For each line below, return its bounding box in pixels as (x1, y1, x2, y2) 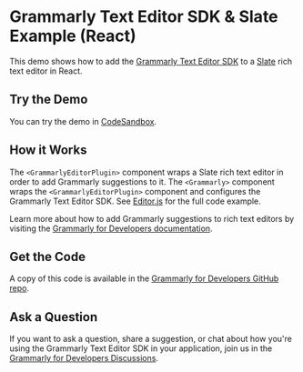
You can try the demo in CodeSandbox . (9, 116, 157, 126)
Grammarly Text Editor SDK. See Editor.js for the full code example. (9, 196, 261, 206)
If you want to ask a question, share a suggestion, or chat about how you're (9, 334, 293, 345)
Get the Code (9, 248, 86, 265)
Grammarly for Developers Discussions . (9, 353, 159, 364)
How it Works (9, 143, 87, 158)
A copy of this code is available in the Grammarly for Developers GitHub (9, 273, 279, 284)
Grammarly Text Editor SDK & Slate (9, 6, 279, 27)
